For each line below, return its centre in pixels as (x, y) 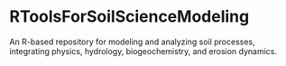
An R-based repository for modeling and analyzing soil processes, (132, 42)
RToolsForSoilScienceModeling (129, 17)
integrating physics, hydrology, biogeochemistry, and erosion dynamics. (143, 51)
